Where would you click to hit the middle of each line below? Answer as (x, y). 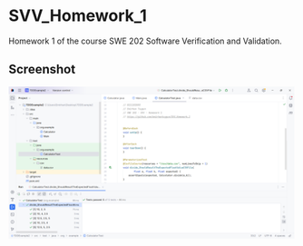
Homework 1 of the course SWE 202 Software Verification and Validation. (145, 41)
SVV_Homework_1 (78, 16)
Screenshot (42, 69)
